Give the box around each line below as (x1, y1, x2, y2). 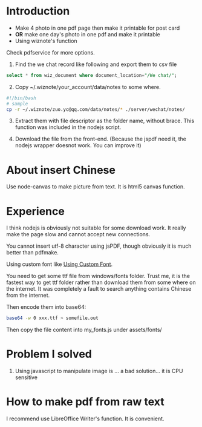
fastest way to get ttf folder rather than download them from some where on (6, 279, 197, 286)
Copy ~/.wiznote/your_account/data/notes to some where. (15, 83, 161, 90)
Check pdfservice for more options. (6, 48, 95, 56)
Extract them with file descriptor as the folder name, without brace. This (15, 117, 195, 125)
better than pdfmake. (6, 249, 59, 256)
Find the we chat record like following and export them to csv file (15, 61, 177, 68)
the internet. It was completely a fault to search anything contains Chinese (6, 285, 192, 293)
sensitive (15, 374, 38, 381)
